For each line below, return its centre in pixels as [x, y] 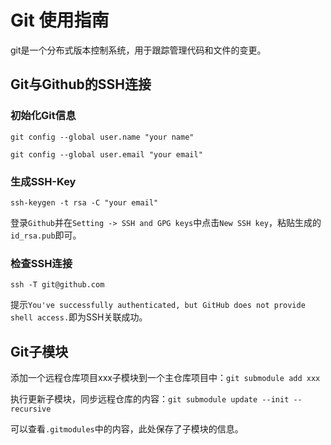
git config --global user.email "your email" [106, 154]
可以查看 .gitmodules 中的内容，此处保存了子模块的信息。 [127, 429]
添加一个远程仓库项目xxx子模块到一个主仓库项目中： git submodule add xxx [165, 378]
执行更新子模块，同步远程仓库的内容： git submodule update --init [150, 399]
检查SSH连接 [41, 263]
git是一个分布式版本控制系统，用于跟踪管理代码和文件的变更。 [138, 50]
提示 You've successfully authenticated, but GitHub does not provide [158, 305]
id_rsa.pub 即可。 [46, 235]
